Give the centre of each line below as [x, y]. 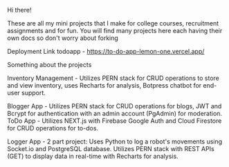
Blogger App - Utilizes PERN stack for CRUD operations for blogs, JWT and [114, 106]
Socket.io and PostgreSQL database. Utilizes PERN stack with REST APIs [111, 149]
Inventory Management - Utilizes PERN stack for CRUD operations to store [113, 78]
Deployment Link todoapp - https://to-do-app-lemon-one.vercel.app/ [106, 51]
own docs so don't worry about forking [63, 38]
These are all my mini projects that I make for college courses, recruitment [113, 23]
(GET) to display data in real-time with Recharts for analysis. [93, 156]
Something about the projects [49, 65]
